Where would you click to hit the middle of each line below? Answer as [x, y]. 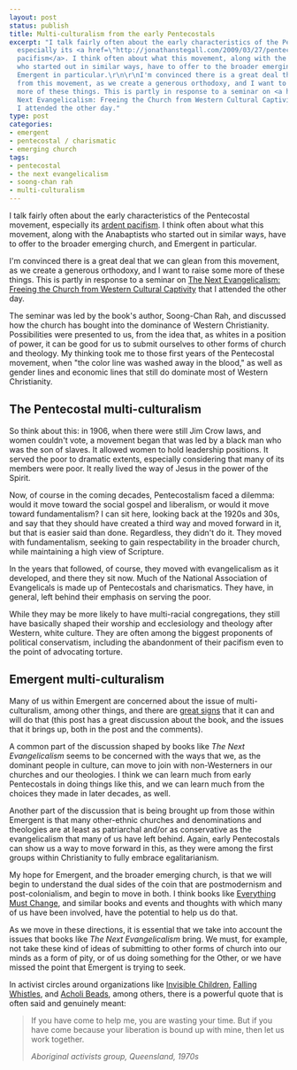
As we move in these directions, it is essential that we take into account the [146, 929]
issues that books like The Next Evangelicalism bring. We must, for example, [148, 939]
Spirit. [20, 477]
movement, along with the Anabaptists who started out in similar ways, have [148, 234]
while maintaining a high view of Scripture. [87, 551]
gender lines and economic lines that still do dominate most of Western [139, 372]
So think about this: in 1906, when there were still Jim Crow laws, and [135, 430]
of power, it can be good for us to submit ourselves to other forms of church [148, 344]
